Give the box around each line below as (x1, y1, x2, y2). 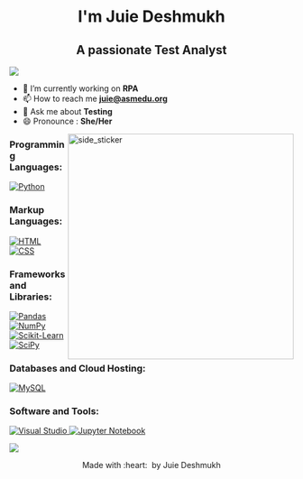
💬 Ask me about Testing (22, 106, 113, 116)
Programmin (9, 138, 65, 151)
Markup (9, 204, 45, 216)
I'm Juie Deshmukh (78, 6, 225, 27)
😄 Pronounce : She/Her (22, 115, 113, 126)
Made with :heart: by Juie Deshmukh (82, 460, 221, 471)
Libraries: (9, 290, 52, 303)
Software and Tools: (9, 405, 99, 418)
